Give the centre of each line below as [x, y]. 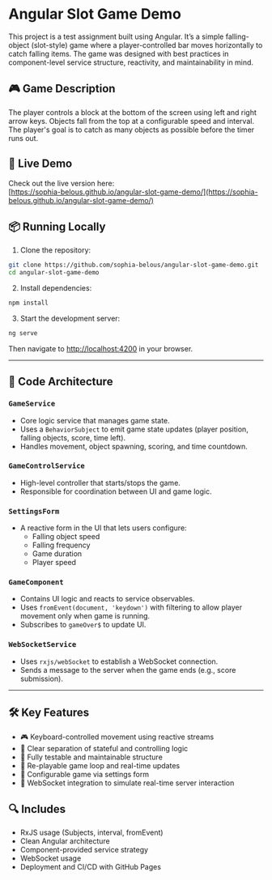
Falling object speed [66, 537]
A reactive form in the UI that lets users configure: [104, 528]
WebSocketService [42, 645]
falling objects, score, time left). [73, 437]
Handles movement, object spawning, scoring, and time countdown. [134, 446]
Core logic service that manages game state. [95, 420]
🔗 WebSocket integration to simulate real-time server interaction [127, 783]
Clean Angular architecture [65, 841]
